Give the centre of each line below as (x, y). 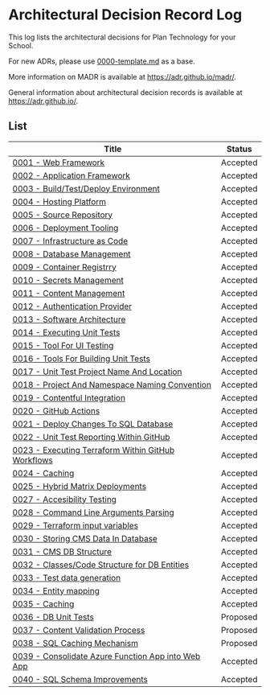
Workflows (33, 460)
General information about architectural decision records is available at (125, 92)
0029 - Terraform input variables (76, 525)
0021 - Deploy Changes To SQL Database (93, 424)
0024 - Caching (43, 473)
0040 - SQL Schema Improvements (80, 679)
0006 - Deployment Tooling (65, 228)
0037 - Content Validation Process (79, 630)
